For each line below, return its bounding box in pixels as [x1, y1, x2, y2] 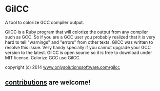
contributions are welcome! [5, 78, 91, 87]
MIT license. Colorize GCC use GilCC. [5, 55, 81, 60]
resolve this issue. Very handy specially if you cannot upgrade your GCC [5, 44, 151, 50]
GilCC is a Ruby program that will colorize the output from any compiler [5, 29, 148, 35]
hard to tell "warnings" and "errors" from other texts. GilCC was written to [5, 39, 153, 45]
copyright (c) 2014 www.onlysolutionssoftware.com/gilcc [5, 64, 120, 70]
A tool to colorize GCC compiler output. [5, 19, 84, 25]
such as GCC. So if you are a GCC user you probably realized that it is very [5, 34, 156, 40]
